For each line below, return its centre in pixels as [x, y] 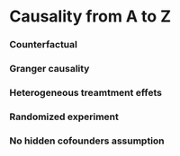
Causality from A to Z [90, 17]
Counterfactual [44, 45]
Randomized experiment [64, 117]
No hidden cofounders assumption [87, 141]
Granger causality [49, 69]
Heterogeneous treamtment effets [85, 92]
